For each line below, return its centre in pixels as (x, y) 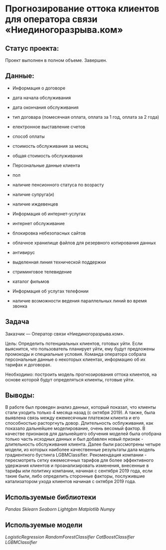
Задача (17, 322)
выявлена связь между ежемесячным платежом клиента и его (73, 418)
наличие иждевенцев (35, 204)
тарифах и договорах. (28, 364)
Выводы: (20, 396)
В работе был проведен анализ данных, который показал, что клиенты (81, 407)
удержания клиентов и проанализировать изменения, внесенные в (77, 466)
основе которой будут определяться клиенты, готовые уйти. (70, 379)
